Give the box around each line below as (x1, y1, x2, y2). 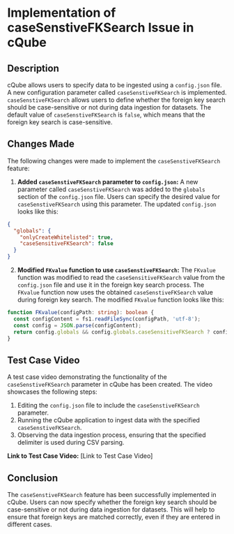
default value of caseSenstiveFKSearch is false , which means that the (7, 110, 205, 119)
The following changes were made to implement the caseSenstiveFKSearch (7, 156, 221, 165)
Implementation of (7, 5, 116, 21)
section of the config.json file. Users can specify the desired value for (17, 192, 221, 200)
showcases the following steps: (7, 387, 97, 396)
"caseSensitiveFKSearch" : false (19, 240, 114, 247)
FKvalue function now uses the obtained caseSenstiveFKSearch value (17, 288, 214, 297)
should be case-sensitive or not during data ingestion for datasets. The (7, 103, 211, 111)
